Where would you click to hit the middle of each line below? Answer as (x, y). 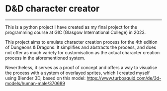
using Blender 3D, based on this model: (45, 78)
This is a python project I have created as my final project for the (71, 27)
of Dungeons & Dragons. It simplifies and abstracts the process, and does (81, 47)
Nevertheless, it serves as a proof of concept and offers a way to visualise (81, 67)
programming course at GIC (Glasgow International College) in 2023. (76, 32)
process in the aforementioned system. (45, 58)
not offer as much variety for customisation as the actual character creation (83, 52)
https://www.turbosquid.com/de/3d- (124, 78)
